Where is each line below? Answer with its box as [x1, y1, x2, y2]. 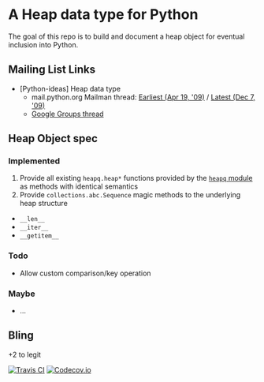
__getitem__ [19, 232, 59, 240]
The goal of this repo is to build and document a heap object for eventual [8, 32, 245, 41]
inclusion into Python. [8, 39, 79, 49]
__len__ [19, 215, 45, 223]
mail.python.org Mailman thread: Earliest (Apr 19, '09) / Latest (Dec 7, [31, 92, 256, 102]
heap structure [19, 199, 69, 208]
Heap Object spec [8, 132, 99, 145]
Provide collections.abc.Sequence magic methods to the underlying [19, 190, 241, 200]
